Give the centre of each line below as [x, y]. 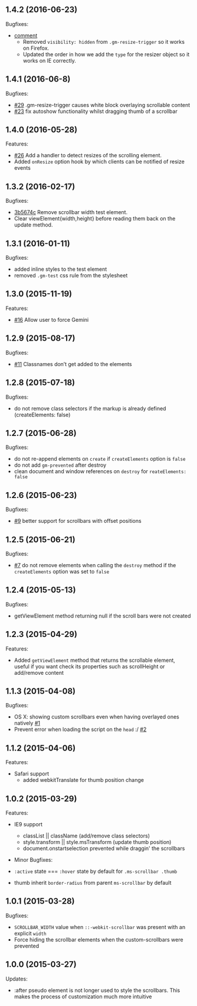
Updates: [17, 979]
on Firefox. [36, 48]
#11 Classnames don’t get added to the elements [73, 364]
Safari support [32, 774]
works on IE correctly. [49, 60]
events [22, 168]
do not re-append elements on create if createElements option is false [100, 459]
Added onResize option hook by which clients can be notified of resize [99, 161]
